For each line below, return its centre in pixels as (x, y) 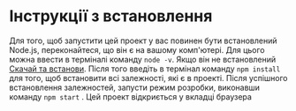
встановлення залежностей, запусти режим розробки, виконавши (135, 87)
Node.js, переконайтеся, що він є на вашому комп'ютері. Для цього (137, 49)
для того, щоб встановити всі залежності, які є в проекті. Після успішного (148, 78)
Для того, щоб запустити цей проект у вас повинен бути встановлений (143, 41)
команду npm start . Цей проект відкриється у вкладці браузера (130, 96)
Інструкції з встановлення (111, 16)
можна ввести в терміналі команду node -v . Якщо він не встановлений (143, 59)
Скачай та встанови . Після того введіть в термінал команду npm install (145, 69)
